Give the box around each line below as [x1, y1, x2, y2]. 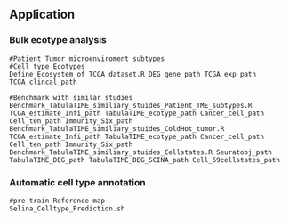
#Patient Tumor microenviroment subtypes [9, 53, 165, 63]
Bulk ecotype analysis [9, 34, 107, 46]
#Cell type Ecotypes [9, 62, 86, 70]
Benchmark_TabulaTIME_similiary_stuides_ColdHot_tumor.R [9, 124, 225, 133]
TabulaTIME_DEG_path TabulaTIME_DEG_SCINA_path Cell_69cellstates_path [9, 155, 280, 164]
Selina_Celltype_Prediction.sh [9, 204, 125, 213]
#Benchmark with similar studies [9, 93, 133, 102]
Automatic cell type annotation [9, 176, 146, 188]
